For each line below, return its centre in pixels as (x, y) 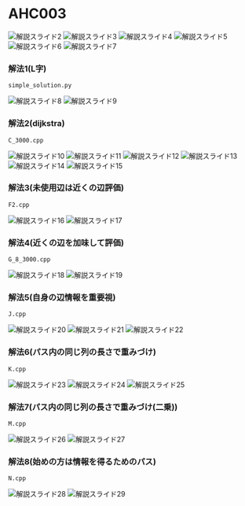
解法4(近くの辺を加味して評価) (66, 242)
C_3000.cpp (26, 140)
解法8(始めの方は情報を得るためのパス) (82, 461)
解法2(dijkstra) (37, 124)
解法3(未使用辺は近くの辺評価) (66, 188)
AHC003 (37, 14)
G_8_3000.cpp (29, 260)
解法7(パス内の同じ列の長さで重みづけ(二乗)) (93, 407)
